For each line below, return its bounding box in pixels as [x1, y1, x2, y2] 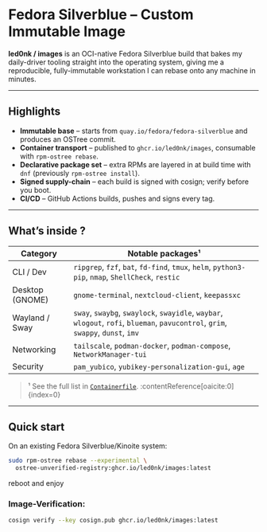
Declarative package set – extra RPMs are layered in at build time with [19, 159, 252, 169]
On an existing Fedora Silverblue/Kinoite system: [8, 441, 168, 451]
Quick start [8, 420, 65, 433]
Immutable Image [8, 22, 126, 41]
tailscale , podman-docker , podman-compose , [73, 340, 231, 351]
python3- [212, 263, 246, 272]
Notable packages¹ [127, 248, 201, 259]
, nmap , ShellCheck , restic [85, 271, 180, 282]
